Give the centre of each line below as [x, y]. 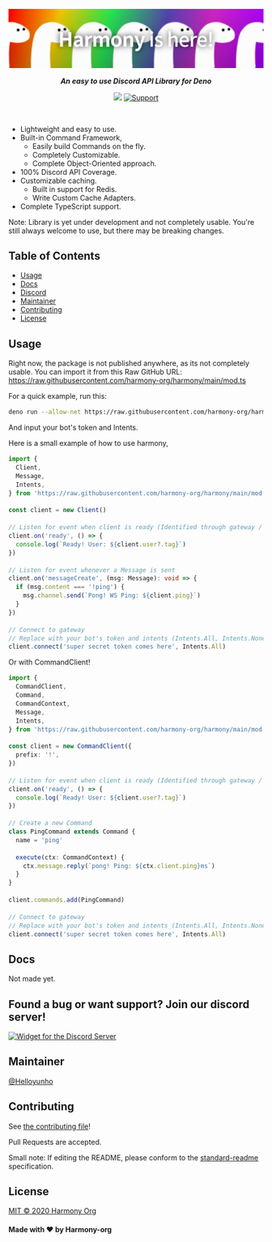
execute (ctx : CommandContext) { [70, 857]
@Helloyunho [31, 1081]
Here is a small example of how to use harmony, [88, 443]
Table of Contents [55, 256]
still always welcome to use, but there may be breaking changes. [116, 231]
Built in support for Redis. [74, 189]
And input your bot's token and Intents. [74, 428]
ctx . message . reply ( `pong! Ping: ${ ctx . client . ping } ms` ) [119, 866]
